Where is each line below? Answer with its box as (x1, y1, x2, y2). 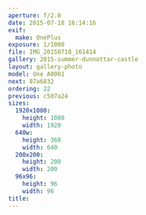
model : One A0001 (8, 70, 65, 78)
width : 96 (22, 187, 55, 195)
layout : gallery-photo (8, 63, 82, 71)
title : (8, 195, 30, 202)
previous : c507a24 (8, 92, 68, 100)
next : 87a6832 (8, 77, 55, 85)
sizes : (8, 99, 30, 107)
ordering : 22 (8, 84, 51, 93)
